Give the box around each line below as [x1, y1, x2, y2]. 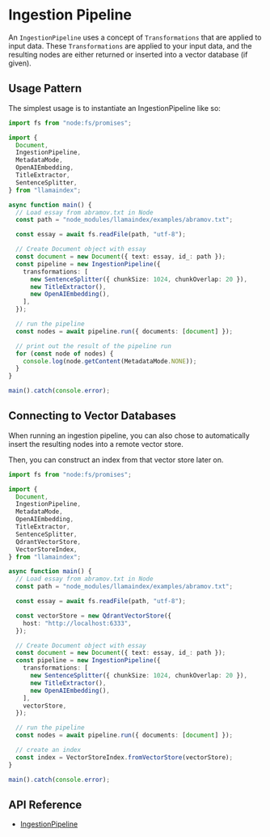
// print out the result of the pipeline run [15, 342, 172, 350]
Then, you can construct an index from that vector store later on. [8, 455, 224, 465]
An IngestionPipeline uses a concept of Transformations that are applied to [8, 32, 262, 42]
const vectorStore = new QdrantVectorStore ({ [15, 611, 172, 620]
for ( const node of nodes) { [15, 350, 114, 358]
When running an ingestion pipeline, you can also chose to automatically [8, 431, 251, 440]
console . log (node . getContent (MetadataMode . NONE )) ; [23, 357, 197, 365]
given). [8, 58, 32, 68]
